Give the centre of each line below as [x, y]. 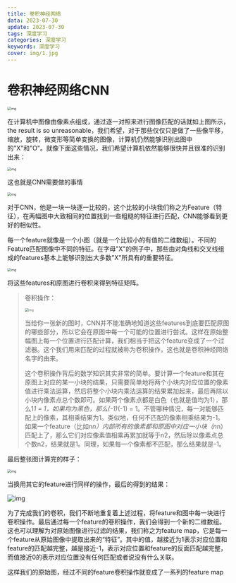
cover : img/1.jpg [33, 54]
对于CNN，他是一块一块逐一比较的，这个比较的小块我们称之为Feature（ [112, 207]
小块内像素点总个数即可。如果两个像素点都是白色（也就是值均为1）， [123, 399]
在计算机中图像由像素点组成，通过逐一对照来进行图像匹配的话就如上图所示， [118, 122]
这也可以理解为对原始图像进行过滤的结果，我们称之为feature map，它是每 [114, 530]
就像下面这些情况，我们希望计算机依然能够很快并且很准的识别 [136, 148]
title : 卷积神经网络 [34, 14]
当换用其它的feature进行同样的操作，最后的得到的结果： [89, 484]
